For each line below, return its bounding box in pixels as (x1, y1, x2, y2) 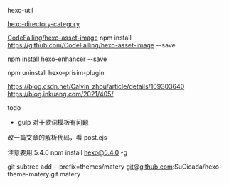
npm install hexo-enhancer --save (7, 55, 107, 63)
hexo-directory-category (7, 20, 80, 28)
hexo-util (7, 6, 33, 14)
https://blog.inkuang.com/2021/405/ (7, 90, 114, 98)
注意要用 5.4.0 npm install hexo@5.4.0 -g (7, 148, 128, 157)
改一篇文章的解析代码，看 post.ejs (7, 133, 107, 141)
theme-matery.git (7, 170, 58, 178)
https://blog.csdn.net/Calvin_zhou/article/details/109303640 (7, 82, 185, 91)
